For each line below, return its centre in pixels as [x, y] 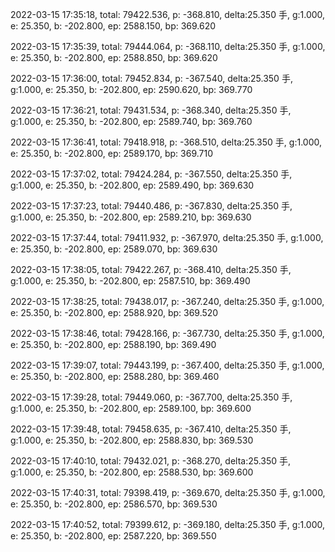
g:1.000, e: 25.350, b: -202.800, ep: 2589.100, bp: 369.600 [131, 408]
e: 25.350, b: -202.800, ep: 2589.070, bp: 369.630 [114, 249]
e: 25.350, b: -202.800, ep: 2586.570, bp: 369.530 [114, 504]
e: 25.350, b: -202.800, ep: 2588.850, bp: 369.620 [114, 57]
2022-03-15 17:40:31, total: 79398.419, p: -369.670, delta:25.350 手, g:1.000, [168, 492]
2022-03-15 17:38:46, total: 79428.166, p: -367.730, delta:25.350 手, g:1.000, [167, 333]
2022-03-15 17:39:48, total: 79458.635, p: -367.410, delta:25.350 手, [151, 429]
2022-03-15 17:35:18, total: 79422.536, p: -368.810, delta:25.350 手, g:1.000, [168, 14]
